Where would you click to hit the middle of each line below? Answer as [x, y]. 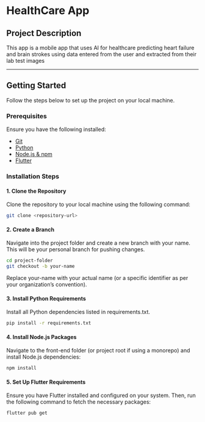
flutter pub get [27, 413]
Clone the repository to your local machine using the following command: [99, 204]
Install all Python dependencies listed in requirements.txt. [78, 312]
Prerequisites [27, 116]
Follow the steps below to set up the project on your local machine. [91, 100]
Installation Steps [33, 176]
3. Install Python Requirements [46, 298]
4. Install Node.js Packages [41, 337]
